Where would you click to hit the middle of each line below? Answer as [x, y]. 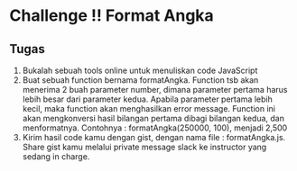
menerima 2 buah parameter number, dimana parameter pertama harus [155, 90]
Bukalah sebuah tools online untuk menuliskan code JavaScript [140, 70]
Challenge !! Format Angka [111, 16]
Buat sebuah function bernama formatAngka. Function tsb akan [140, 80]
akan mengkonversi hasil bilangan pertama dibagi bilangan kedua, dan [153, 118]
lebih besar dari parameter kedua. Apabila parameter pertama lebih [147, 99]
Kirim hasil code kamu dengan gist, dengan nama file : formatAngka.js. [154, 137]
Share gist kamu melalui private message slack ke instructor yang [144, 147]
